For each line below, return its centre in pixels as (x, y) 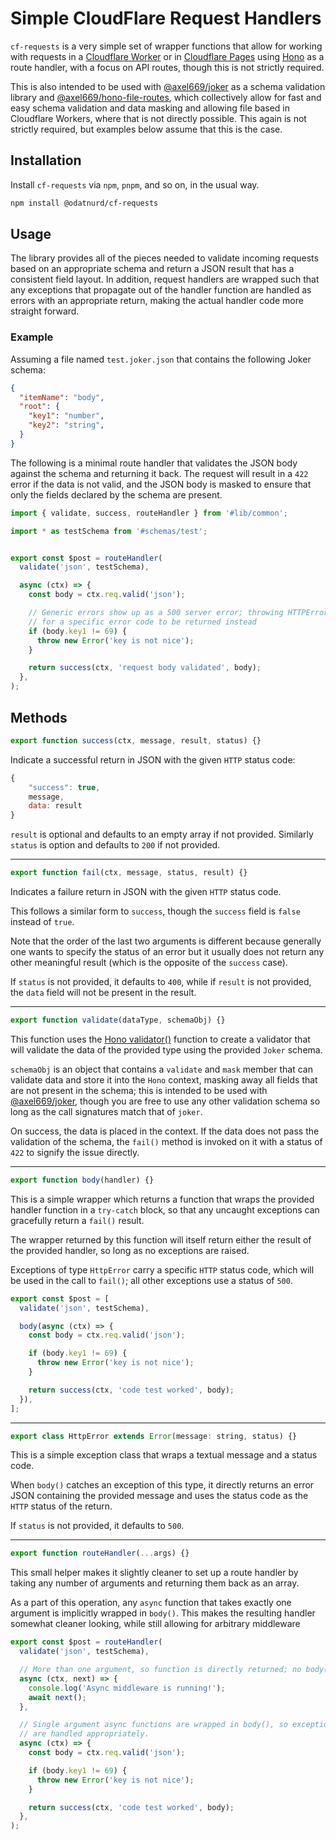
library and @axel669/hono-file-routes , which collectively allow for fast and (166, 97)
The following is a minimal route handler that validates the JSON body (154, 463)
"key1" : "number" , (66, 416)
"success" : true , (64, 787)
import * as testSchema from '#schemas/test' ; (109, 531)
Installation (46, 160)
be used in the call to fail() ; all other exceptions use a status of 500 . (151, 1280)
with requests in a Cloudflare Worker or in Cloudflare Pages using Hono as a (167, 56)
